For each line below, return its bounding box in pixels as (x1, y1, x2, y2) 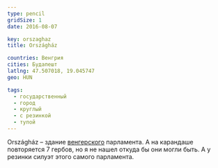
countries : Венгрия (7, 55, 64, 62)
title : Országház (7, 42, 58, 49)
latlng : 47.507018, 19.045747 (7, 67, 95, 74)
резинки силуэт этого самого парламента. (7, 152, 134, 160)
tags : (7, 86, 23, 94)
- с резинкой (13, 112, 52, 119)
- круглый (13, 106, 42, 113)
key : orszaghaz (7, 35, 52, 42)
